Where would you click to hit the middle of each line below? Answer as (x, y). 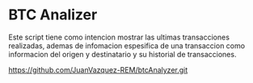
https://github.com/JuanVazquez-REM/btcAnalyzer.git (98, 69)
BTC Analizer (53, 15)
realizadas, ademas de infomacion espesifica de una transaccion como (126, 45)
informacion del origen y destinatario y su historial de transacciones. (122, 54)
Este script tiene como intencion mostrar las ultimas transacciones (119, 37)
